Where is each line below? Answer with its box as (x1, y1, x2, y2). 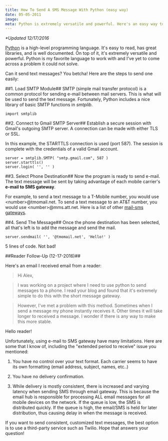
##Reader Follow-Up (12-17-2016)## (5, 253, 81, 259)
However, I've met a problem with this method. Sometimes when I (17, 302, 153, 309)
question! (5, 430, 25, 436)
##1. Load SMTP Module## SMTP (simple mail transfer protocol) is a (5, 86, 146, 92)
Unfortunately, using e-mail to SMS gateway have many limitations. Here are (5, 338, 162, 344)
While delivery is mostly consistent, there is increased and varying (12, 383, 149, 389)
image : (5, 17, 19, 22)
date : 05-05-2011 (5, 12, 41, 17)
